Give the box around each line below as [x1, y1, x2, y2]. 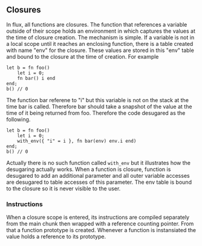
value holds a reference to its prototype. [6, 233, 106, 241]
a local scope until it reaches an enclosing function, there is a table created [6, 40, 194, 47]
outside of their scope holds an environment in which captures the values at [6, 27, 195, 34]
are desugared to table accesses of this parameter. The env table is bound [6, 178, 192, 186]
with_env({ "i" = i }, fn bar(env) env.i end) [17, 138, 137, 144]
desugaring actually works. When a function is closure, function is [6, 166, 171, 173]
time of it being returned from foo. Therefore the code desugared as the [6, 109, 186, 117]
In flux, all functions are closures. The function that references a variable [6, 21, 187, 28]
